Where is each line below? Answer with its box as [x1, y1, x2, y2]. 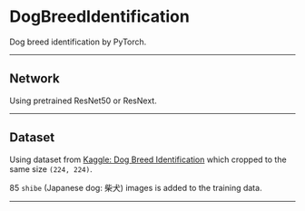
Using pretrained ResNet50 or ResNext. [9, 95, 157, 106]
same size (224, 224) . [9, 163, 93, 174]
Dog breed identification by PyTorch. [9, 36, 147, 47]
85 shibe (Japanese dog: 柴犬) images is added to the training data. [9, 182, 262, 193]
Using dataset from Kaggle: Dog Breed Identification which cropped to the [9, 154, 288, 165]
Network [9, 71, 61, 87]
